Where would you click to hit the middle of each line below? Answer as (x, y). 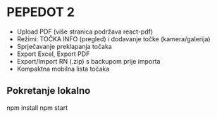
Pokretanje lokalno (49, 91)
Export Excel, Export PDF (53, 54)
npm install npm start (37, 107)
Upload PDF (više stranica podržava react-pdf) (85, 31)
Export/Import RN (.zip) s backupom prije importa (88, 61)
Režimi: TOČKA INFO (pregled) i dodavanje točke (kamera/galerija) (113, 38)
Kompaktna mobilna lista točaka (63, 69)
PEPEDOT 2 (41, 12)
